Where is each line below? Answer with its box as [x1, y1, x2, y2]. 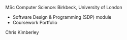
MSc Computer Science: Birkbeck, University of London [5, 5, 123, 10]
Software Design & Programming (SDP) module [12, 14, 112, 20]
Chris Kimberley [5, 29, 39, 35]
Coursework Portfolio [12, 20, 57, 25]
